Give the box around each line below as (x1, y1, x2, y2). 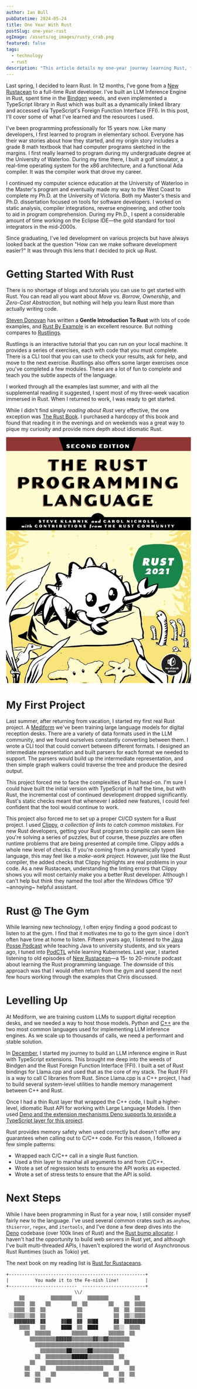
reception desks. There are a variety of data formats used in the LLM (6, 730, 172, 737)
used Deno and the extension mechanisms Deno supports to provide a (6, 1111, 176, 1118)
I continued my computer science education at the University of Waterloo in (6, 179, 189, 186)
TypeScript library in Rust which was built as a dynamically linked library (6, 100, 181, 108)
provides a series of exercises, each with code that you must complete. (6, 347, 179, 354)
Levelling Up (6, 994, 68, 1007)
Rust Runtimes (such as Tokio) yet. (6, 1248, 90, 1255)
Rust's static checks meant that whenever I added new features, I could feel (6, 797, 189, 804)
